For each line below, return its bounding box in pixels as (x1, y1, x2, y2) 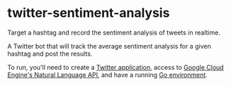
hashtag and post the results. (7, 49, 93, 58)
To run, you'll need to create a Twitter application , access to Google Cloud (7, 63, 225, 71)
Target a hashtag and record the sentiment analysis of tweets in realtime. (7, 28, 221, 37)
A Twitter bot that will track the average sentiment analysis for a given (7, 42, 211, 50)
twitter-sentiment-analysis (7, 5, 170, 21)
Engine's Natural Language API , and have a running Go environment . (7, 70, 208, 79)
